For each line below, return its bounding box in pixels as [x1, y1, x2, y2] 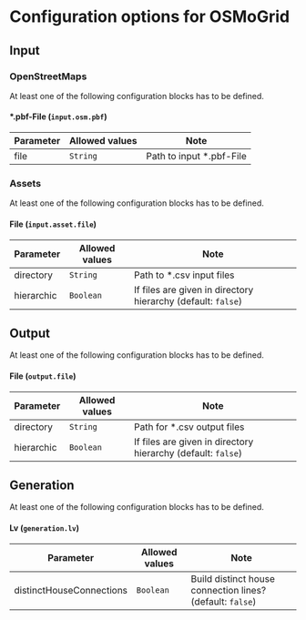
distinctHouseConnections [14, 584, 128, 596]
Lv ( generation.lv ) [9, 523, 80, 534]
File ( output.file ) [9, 371, 76, 381]
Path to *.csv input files [133, 269, 235, 281]
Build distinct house [190, 572, 276, 584]
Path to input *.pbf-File [145, 150, 248, 163]
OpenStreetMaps [9, 70, 87, 83]
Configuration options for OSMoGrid [9, 6, 291, 27]
